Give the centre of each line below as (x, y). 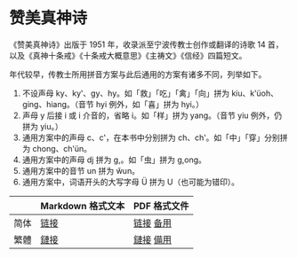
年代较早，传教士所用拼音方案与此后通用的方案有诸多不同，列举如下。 (138, 74)
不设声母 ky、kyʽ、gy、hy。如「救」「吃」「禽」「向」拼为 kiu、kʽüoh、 (150, 93)
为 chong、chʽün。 (56, 148)
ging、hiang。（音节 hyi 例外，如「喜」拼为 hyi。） (113, 104)
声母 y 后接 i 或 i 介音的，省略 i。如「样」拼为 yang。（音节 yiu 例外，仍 (152, 115)
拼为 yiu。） (43, 126)
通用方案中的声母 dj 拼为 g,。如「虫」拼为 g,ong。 (114, 160)
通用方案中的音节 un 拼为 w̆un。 (81, 170)
